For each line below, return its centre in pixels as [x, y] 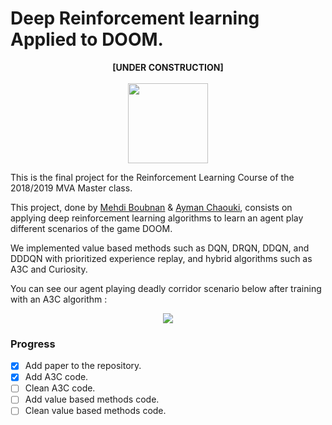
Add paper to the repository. [83, 366]
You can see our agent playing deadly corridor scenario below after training [166, 288]
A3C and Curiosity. [49, 269]
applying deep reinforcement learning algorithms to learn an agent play [157, 218]
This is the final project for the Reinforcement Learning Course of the [152, 177]
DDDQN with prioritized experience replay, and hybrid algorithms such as [161, 258]
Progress [33, 344]
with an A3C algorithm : [59, 299]
